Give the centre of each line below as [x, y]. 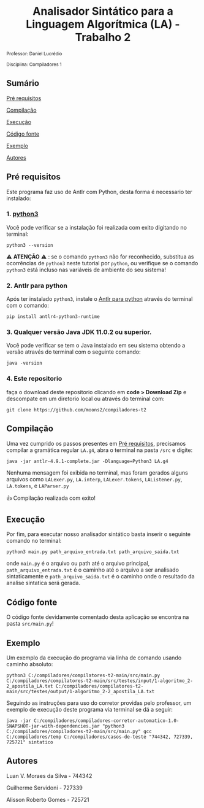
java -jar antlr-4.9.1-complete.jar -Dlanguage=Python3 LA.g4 [87, 461]
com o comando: [28, 306]
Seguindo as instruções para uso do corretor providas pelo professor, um [99, 703]
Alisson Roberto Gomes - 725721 [48, 799]
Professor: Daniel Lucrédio [34, 53]
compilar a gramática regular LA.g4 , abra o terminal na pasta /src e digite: [100, 450]
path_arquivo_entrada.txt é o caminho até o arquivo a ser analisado [93, 570]
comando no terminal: [34, 541]
